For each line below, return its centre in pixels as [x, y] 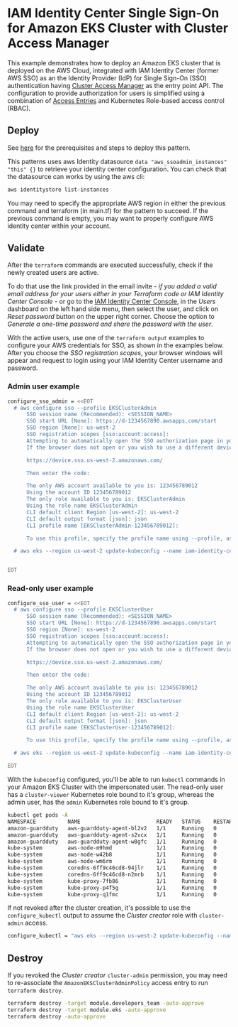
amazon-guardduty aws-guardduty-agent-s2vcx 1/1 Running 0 [112, 835]
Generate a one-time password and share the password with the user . [110, 324]
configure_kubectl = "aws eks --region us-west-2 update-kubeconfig [110, 936]
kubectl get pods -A [38, 815]
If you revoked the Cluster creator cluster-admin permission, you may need [118, 975]
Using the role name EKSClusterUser [80, 707]
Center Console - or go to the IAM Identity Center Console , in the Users [112, 301]
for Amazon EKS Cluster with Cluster [118, 28]
